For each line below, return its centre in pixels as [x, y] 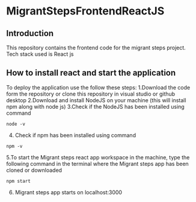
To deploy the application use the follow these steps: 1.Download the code [98, 87]
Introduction [30, 33]
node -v [16, 124]
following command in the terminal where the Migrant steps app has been [98, 164]
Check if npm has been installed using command [75, 135]
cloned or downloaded [34, 170]
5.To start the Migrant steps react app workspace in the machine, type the [98, 157]
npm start [19, 181]
